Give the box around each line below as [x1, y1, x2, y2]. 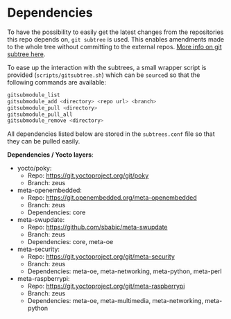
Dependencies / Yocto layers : [7, 150, 94, 159]
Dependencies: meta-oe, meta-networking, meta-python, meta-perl [27, 267, 222, 275]
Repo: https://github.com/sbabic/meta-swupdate [27, 223, 168, 232]
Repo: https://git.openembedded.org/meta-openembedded [27, 193, 197, 202]
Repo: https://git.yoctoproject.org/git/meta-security [27, 252, 175, 261]
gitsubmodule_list [7, 92, 60, 98]
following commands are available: [7, 78, 106, 86]
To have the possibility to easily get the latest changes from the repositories [7, 28, 224, 36]
